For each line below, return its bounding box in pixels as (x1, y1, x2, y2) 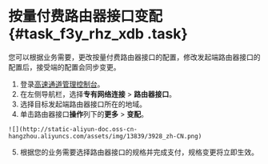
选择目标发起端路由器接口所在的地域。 (19, 99, 146, 109)
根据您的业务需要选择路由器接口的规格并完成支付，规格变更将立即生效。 (19, 147, 258, 157)
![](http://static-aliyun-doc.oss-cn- (8, 125, 138, 133)
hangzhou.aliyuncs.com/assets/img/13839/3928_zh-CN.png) (8, 132, 202, 140)
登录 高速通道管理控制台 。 (19, 79, 105, 89)
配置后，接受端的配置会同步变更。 (8, 62, 121, 72)
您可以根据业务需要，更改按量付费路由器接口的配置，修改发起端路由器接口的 (8, 52, 261, 62)
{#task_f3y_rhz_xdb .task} (8, 25, 188, 43)
